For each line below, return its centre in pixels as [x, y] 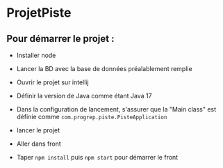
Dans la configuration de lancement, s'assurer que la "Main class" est [116, 109]
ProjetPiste [39, 13]
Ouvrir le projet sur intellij [52, 82]
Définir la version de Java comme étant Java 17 [84, 96]
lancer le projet [38, 130]
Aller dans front [39, 144]
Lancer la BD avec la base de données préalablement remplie [104, 69]
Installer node [36, 55]
